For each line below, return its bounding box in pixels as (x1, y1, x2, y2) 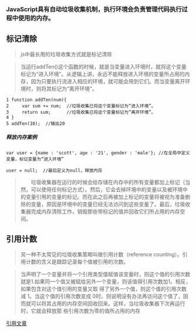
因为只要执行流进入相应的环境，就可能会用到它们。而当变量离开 (31, 77, 185, 84)
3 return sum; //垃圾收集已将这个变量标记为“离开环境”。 (6, 109, 156, 115)
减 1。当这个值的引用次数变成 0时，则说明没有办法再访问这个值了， (20, 292, 184, 300)
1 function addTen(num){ (6, 97, 67, 103)
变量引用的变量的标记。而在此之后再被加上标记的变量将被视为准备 (25, 193, 185, 200)
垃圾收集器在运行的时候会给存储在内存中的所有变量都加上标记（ (31, 178, 185, 185)
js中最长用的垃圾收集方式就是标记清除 (20, 50, 113, 57)
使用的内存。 (18, 13, 55, 22)
